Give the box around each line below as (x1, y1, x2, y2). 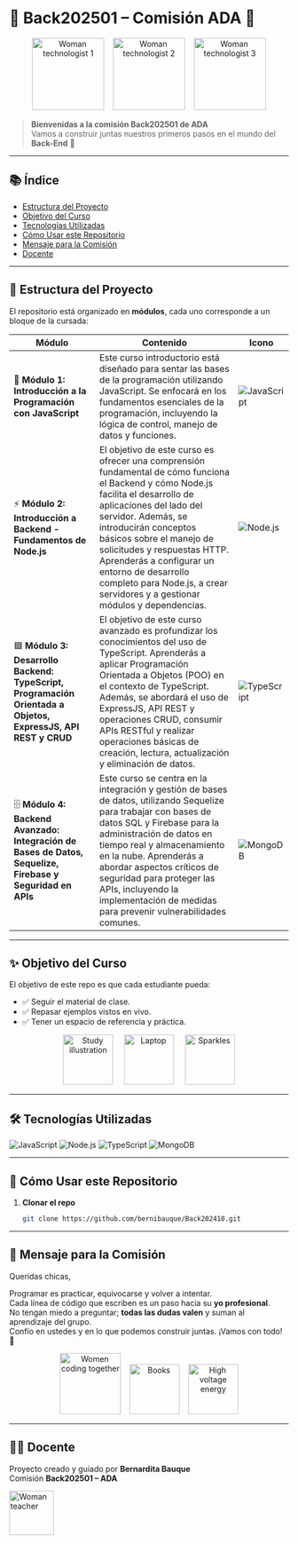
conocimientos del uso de (98, 635, 207, 647)
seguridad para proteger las (98, 872, 216, 884)
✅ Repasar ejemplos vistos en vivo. (21, 1007, 152, 1017)
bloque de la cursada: (9, 315, 89, 326)
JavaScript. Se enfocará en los (98, 384, 227, 397)
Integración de (13, 835, 77, 847)
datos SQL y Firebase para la (98, 816, 220, 828)
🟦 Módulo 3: (13, 639, 69, 652)
